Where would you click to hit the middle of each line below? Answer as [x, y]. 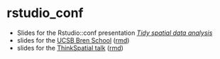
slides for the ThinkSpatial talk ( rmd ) [70, 48]
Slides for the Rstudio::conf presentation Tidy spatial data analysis [115, 33]
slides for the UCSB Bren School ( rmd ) [73, 40]
